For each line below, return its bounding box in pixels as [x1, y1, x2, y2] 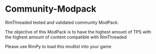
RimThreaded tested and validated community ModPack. [5, 19, 119, 25]
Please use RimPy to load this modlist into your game [5, 43, 112, 49]
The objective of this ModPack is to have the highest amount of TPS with [5, 29, 152, 35]
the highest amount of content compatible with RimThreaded [5, 34, 127, 40]
